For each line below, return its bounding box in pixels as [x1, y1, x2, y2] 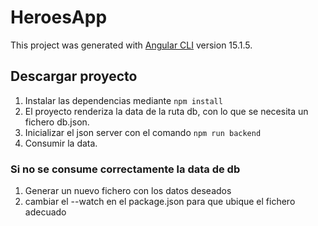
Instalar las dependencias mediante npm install [24, 94, 223, 106]
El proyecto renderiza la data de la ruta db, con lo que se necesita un [24, 105, 309, 117]
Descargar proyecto [10, 68, 138, 85]
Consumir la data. [24, 137, 98, 149]
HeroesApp [10, 6, 108, 29]
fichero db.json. [24, 116, 90, 128]
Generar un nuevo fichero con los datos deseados [24, 185, 232, 197]
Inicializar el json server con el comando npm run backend [24, 126, 262, 138]
